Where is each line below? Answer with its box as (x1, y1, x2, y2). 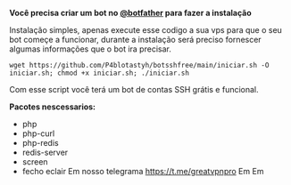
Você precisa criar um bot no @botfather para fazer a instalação (9, 8, 252, 18)
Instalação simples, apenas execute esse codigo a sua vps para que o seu (9, 25, 283, 35)
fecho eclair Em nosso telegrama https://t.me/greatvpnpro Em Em (21, 166, 264, 176)
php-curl (21, 128, 55, 139)
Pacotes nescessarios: (9, 101, 96, 112)
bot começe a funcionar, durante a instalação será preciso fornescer (9, 35, 262, 44)
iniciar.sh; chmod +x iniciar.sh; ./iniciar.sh (9, 68, 190, 77)
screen (21, 157, 48, 167)
